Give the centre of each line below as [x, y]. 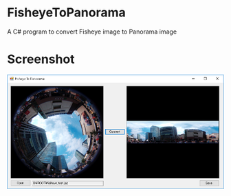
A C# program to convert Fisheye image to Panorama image [92, 32]
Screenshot [41, 59]
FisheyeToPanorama [66, 13]
